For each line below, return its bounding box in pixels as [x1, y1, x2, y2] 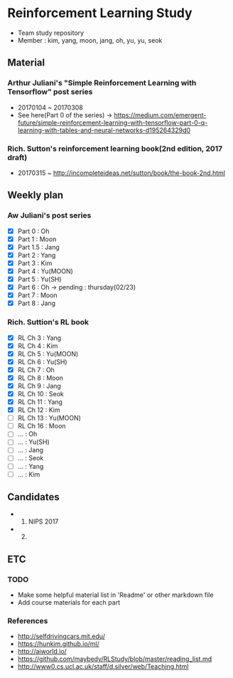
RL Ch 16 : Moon [17, 422, 66, 430]
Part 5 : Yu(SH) [17, 275, 62, 283]
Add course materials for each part [17, 598, 121, 607]
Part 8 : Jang [17, 299, 55, 307]
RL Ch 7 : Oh [17, 365, 55, 374]
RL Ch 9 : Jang [17, 381, 62, 390]
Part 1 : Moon [17, 235, 57, 243]
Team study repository [17, 28, 84, 37]
